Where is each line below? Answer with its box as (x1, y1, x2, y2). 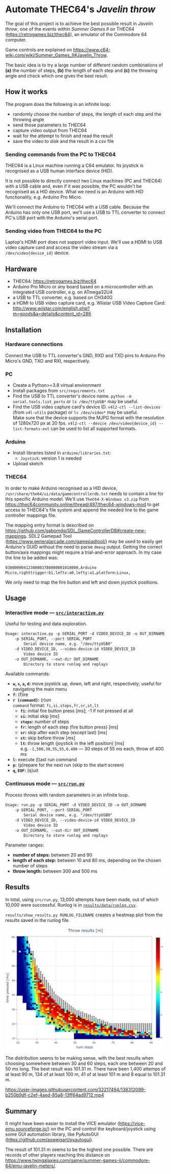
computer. (5, 37, 27, 43)
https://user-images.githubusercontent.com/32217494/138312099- (5, 1087, 146, 1093)
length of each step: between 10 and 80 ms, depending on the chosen (12, 857, 161, 863)
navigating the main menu (12, 686, 67, 692)
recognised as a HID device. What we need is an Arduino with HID (5, 189, 144, 195)
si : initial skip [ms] (20, 713, 60, 719)
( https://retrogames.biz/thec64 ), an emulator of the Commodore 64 (5, 31, 147, 37)
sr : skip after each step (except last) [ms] (20, 730, 108, 736)
